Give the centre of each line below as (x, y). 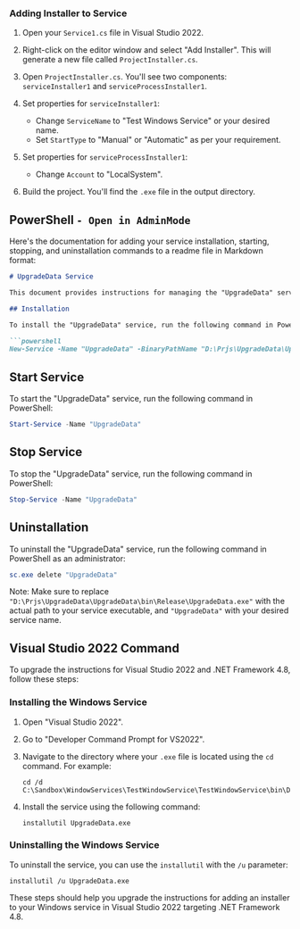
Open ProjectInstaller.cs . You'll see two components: (125, 77)
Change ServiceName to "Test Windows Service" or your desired (153, 121)
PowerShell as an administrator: (68, 558)
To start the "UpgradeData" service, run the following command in (131, 399)
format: (23, 261)
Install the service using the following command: (111, 807)
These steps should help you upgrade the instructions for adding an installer (150, 897)
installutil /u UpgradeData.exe (69, 881)
